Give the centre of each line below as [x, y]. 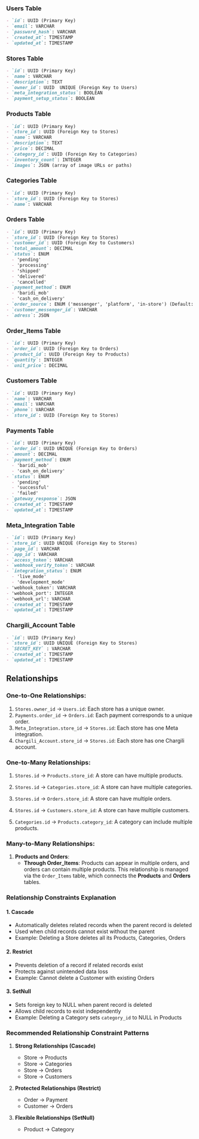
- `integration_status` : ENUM [44, 571]
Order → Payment [46, 1100]
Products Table [29, 114]
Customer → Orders [48, 1106]
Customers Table [32, 381]
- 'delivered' [29, 277]
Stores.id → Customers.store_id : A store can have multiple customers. [102, 810]
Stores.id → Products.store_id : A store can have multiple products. [99, 775]
